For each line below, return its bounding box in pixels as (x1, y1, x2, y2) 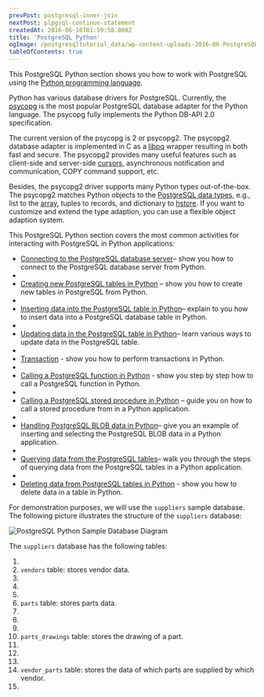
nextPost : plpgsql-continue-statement (9, 19, 136, 27)
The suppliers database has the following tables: (9, 542, 168, 550)
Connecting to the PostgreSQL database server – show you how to (20, 254, 234, 263)
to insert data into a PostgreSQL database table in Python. (20, 312, 208, 322)
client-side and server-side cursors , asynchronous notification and (9, 159, 225, 167)
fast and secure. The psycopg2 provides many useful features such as (9, 150, 237, 159)
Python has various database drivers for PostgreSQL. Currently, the (9, 93, 226, 102)
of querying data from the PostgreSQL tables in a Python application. (20, 462, 244, 472)
